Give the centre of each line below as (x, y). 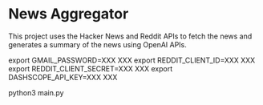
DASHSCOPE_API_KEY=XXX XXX (63, 77)
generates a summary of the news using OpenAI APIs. (97, 44)
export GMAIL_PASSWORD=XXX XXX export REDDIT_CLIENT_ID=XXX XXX (132, 60)
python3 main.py (36, 92)
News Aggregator (69, 14)
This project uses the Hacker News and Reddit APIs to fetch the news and (130, 36)
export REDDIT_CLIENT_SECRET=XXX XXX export (91, 68)
